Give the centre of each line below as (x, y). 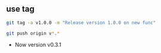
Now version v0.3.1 (38, 44)
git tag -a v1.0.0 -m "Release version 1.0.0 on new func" (81, 22)
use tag (20, 9)
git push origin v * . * (33, 33)
